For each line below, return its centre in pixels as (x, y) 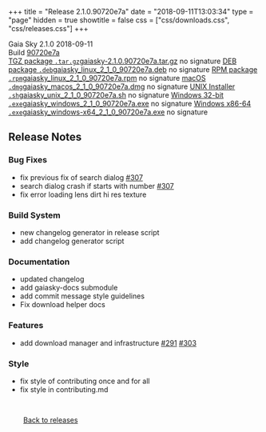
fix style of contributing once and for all (85, 381)
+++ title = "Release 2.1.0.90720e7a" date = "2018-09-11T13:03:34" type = (131, 12)
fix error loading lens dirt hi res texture (83, 194)
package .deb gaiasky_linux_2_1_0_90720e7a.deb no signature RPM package (133, 70)
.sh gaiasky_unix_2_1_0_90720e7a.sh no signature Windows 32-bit (116, 95)
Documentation (39, 262)
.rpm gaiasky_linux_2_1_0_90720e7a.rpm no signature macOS (107, 78)
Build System (35, 215)
